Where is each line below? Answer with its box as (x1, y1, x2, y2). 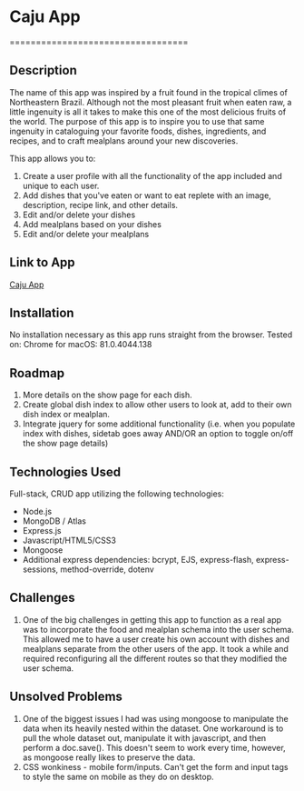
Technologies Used (9, 464, 121, 479)
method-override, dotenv (60, 564, 154, 575)
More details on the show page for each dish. (22, 389, 192, 401)
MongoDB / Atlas (22, 516, 86, 526)
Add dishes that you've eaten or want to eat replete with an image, (22, 189, 272, 201)
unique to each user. (22, 180, 100, 191)
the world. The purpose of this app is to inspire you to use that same (9, 115, 265, 126)
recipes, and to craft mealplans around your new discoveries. (9, 135, 239, 146)
